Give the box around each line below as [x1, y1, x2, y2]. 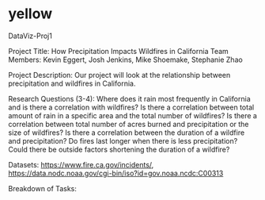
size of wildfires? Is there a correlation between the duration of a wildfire [8, 128, 245, 137]
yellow [8, 5, 53, 23]
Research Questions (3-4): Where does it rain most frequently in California [8, 94, 251, 103]
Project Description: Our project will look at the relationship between [8, 70, 231, 79]
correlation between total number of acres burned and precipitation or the [8, 119, 249, 129]
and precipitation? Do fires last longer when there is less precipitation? [8, 136, 238, 145]
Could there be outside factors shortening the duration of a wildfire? [8, 144, 230, 154]
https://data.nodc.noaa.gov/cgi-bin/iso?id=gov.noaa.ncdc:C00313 [8, 168, 224, 178]
